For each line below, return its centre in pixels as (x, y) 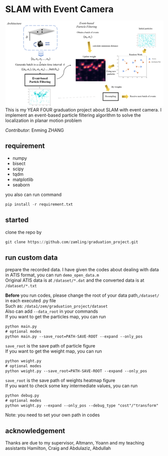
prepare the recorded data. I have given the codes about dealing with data (82, 270)
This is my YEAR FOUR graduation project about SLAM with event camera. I (83, 110)
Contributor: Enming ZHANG (35, 130)
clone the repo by (23, 232)
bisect (19, 163)
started (17, 220)
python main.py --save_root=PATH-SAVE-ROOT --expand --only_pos (74, 337)
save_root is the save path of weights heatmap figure (60, 381)
